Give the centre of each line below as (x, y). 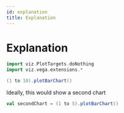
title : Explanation (31, 18)
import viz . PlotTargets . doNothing (50, 64)
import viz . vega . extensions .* (45, 70)
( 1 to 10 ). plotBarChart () (39, 81)
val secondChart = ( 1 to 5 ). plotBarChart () (63, 104)
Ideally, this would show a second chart (56, 93)
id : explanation (27, 12)
